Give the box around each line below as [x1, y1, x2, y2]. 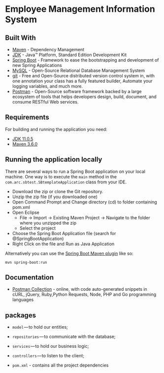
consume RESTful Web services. [12, 99, 79, 104]
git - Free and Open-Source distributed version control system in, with [12, 73, 155, 78]
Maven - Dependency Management [12, 47, 85, 52]
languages [12, 297, 34, 303]
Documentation [5, 273, 54, 282]
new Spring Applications [12, 63, 63, 68]
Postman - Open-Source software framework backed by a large [12, 89, 142, 94]
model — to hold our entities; [12, 324, 68, 330]
